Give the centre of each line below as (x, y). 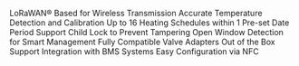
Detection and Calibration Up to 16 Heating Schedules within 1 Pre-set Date (149, 23)
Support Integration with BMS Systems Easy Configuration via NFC (135, 52)
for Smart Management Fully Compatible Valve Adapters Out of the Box (142, 42)
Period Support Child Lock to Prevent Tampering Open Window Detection (146, 32)
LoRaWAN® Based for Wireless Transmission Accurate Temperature (136, 13)
